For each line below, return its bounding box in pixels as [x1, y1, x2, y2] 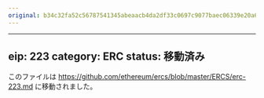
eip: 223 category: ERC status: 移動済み [8, 50, 206, 64]
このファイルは [8, 72, 57, 82]
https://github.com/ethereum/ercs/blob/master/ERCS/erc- [57, 72, 246, 82]
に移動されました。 [35, 82, 97, 91]
